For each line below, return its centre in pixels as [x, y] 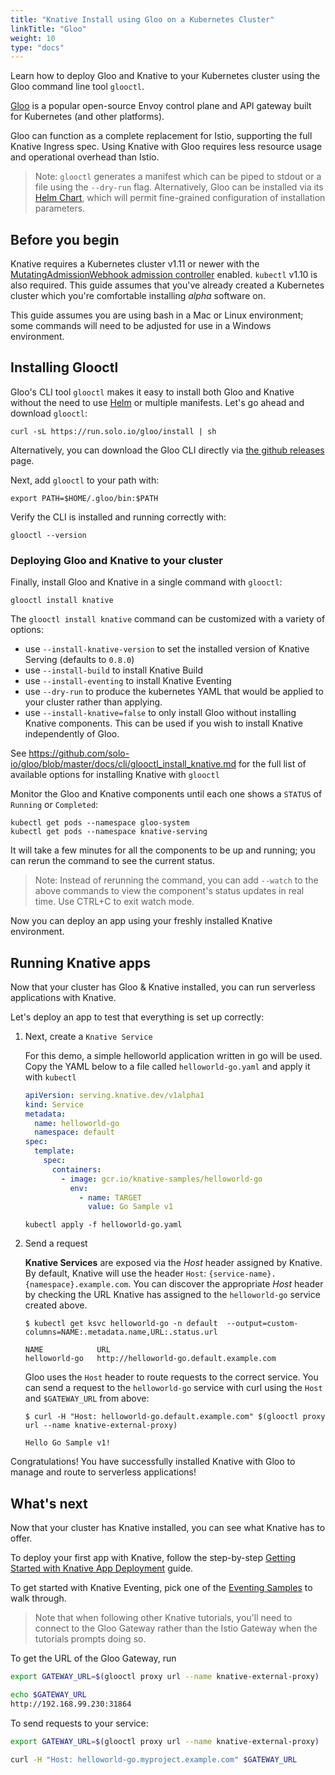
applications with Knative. [63, 997]
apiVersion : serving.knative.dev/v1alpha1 [114, 1095]
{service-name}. [242, 1274]
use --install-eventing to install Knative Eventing [128, 681]
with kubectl [50, 1077]
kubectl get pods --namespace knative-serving [109, 832]
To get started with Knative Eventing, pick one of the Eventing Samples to [161, 1588]
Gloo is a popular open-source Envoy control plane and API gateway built [161, 106]
